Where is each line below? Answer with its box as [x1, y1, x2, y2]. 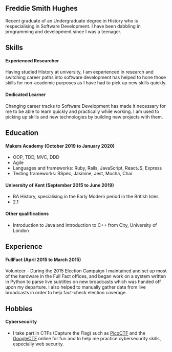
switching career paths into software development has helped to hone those [5, 74, 166, 81]
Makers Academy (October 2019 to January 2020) [5, 143, 115, 149]
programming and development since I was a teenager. [5, 28, 122, 35]
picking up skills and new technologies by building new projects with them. [5, 113, 163, 120]
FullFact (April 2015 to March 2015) [5, 256, 81, 263]
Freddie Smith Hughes [5, 4, 78, 13]
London [12, 227, 29, 233]
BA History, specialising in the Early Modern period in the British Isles [12, 194, 159, 200]
